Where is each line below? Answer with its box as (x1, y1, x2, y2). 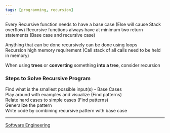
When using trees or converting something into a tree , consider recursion (5, 62, 160, 68)
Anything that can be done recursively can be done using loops (5, 41, 138, 48)
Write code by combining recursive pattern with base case (5, 107, 127, 113)
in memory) (5, 52, 29, 58)
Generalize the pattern (5, 102, 52, 108)
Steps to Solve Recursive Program (5, 75, 91, 82)
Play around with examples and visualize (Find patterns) (5, 91, 122, 97)
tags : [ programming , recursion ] (5, 7, 73, 13)
